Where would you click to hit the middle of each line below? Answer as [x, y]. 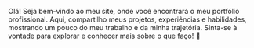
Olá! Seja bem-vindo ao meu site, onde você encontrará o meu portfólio [124, 11]
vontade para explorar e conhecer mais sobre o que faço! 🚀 [104, 36]
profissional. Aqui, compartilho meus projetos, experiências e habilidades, [127, 19]
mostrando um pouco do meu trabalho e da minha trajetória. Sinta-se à [123, 27]
